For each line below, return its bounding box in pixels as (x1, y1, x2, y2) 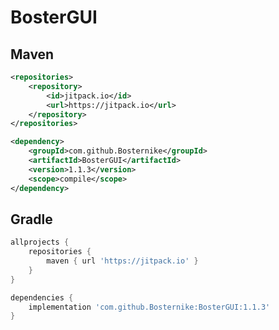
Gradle (10, 211, 53, 228)
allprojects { (10, 237, 70, 248)
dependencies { (10, 292, 74, 303)
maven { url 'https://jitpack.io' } (46, 256, 199, 266)
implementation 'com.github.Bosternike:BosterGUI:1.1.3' (28, 302, 271, 312)
